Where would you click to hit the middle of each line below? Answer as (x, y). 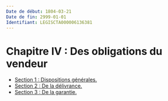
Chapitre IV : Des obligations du (84, 51)
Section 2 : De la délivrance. (48, 86)
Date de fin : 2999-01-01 (36, 17)
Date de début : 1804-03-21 (39, 11)
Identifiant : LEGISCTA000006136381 (49, 22)
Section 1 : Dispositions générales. (56, 80)
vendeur (27, 63)
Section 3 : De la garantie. (45, 92)
